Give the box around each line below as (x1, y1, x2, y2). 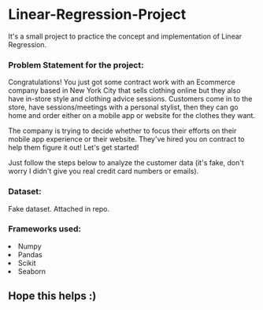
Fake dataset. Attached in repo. (8, 204, 110, 213)
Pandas (18, 249, 43, 259)
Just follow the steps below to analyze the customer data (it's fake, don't (8, 158, 244, 168)
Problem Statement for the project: (8, 59, 144, 70)
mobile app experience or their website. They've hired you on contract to (8, 135, 246, 144)
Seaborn (18, 266, 46, 276)
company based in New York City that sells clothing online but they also (8, 86, 241, 95)
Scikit (18, 258, 37, 268)
